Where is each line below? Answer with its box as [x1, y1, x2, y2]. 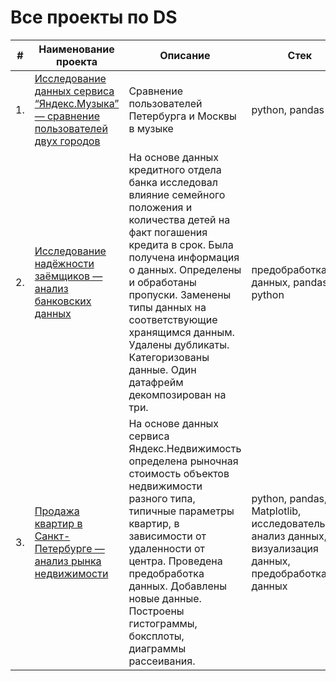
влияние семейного [128, 187, 226, 201]
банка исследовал [128, 175, 218, 189]
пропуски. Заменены [128, 287, 232, 301]
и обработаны [128, 275, 197, 289]
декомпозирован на [128, 387, 227, 401]
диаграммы [128, 641, 187, 655]
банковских [34, 294, 92, 308]
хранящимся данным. [128, 325, 235, 339]
